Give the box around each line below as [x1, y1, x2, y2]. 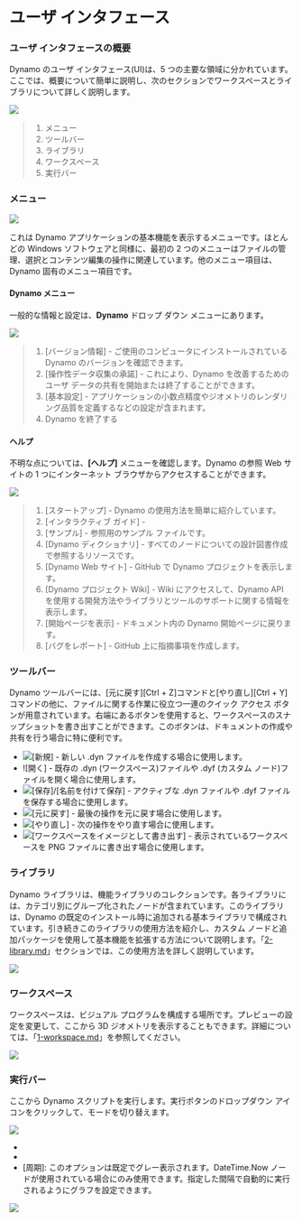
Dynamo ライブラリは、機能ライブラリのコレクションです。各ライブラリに [9, 889, 287, 900]
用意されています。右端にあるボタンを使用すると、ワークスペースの [24, 709, 276, 721]
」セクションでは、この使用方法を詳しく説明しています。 [46, 945, 260, 956]
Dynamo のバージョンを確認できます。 [44, 356, 188, 367]
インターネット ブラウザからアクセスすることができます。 [56, 469, 271, 480]
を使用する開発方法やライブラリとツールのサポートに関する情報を [44, 596, 290, 606]
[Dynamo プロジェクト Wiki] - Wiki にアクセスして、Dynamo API [44, 584, 284, 595]
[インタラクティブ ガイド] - [44, 516, 146, 527]
